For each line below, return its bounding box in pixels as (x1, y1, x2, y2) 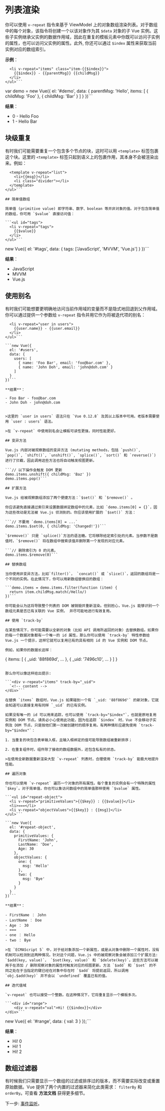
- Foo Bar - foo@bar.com (5, 396, 56, 400)
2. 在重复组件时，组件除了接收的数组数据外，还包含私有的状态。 (5, 747, 118, 752)
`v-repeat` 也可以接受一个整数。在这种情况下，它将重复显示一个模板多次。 (5, 992, 139, 997)
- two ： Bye (5, 938, 31, 942)
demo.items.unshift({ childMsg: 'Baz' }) (5, 472, 91, 477)
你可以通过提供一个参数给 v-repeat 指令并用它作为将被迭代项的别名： (5, 312, 146, 317)
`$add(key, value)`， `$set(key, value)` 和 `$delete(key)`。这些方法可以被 (5, 958, 159, 963)
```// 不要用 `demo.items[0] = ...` (5, 519, 78, 524)
